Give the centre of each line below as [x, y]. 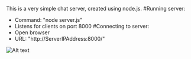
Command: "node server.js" [48, 20]
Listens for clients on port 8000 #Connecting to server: [82, 26]
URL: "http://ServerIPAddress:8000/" [60, 39]
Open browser [32, 32]
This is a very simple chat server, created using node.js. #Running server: [96, 9]
